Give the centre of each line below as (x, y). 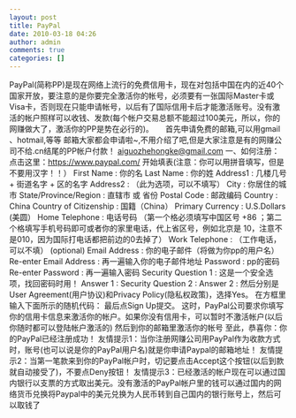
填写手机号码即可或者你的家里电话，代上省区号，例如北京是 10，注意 (150, 228)
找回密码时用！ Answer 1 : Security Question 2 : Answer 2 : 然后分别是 (152, 283)
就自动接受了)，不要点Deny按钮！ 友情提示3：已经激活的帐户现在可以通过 (144, 372)
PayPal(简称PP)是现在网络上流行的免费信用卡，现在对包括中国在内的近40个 (147, 84)
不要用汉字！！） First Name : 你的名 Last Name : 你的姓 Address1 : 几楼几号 (148, 173)
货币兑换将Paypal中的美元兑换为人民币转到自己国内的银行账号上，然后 (145, 394)
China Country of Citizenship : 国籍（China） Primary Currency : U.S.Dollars (148, 206)
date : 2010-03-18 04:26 (53, 34)
